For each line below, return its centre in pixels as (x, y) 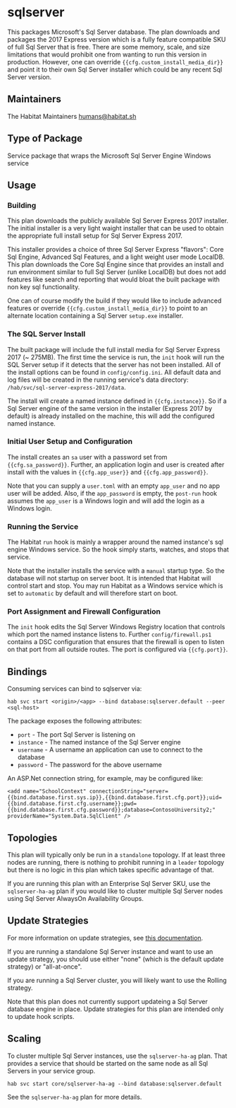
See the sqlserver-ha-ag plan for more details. (75, 1097)
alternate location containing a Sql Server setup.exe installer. (95, 316)
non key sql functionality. (44, 287)
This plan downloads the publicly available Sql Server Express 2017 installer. (118, 221)
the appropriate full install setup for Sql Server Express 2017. (95, 236)
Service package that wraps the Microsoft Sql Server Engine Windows (109, 156)
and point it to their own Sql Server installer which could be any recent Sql (115, 69)
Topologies (32, 838)
